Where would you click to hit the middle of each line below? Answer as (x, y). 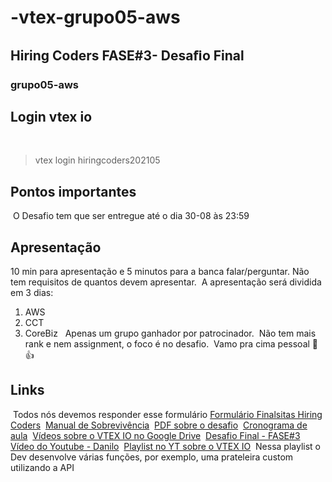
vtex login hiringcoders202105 (97, 160)
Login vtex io (51, 116)
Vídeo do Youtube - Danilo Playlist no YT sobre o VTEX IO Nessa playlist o (165, 446)
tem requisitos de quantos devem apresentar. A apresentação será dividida (166, 282)
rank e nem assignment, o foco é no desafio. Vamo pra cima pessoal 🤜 (171, 343)
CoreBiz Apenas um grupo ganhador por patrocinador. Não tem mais (170, 333)
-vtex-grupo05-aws (95, 17)
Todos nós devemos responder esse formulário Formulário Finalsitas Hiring (167, 414)
